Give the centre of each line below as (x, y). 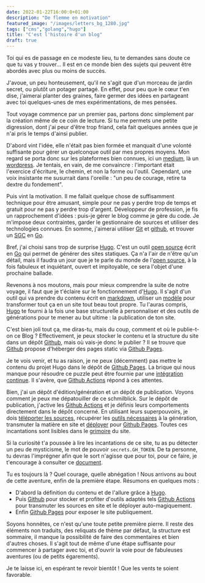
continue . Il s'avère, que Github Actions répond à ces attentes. (85, 380)
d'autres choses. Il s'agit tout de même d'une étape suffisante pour (91, 543)
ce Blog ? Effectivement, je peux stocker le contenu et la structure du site (106, 336)
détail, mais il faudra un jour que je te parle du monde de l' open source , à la (102, 260)
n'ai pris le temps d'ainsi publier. (47, 133)
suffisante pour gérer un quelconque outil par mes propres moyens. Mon (98, 152)
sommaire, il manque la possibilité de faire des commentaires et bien (93, 537)
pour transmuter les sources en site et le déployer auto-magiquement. (103, 506)
